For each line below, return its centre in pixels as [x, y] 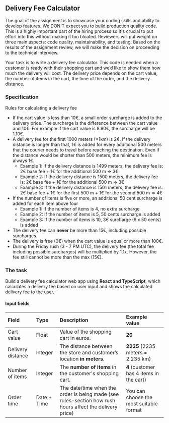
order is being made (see [89, 394]
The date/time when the [88, 388]
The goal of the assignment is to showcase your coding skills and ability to [82, 20]
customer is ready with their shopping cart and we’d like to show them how [83, 68]
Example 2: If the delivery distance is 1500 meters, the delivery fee [89, 177]
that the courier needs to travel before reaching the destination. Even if [86, 150]
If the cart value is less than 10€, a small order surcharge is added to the [87, 118]
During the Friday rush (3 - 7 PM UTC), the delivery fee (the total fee [83, 246]
